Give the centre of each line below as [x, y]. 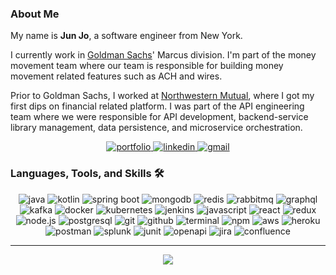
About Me [35, 14]
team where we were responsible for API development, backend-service [159, 117]
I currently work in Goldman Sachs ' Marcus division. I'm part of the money [163, 55]
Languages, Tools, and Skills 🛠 [87, 174]
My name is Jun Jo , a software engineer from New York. [126, 36]
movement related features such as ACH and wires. [116, 76]
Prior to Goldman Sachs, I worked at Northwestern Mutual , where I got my [162, 96]
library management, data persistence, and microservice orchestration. [156, 128]
